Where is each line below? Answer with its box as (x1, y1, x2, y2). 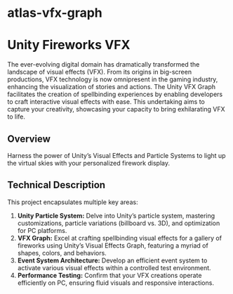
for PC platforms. (17, 226, 67, 234)
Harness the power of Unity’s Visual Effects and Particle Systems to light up (7, 151, 226, 159)
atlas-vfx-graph (7, 5, 103, 21)
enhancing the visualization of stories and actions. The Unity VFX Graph (7, 83, 216, 91)
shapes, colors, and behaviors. (17, 248, 107, 257)
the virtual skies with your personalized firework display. (7, 159, 171, 167)
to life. (7, 112, 26, 121)
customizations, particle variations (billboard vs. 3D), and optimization (17, 219, 220, 227)
